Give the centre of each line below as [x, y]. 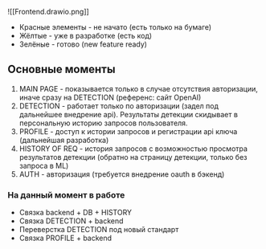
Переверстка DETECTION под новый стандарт [99, 230]
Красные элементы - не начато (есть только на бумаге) [115, 27]
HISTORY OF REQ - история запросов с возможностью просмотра [133, 149]
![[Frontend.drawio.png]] [48, 12]
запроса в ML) [44, 165]
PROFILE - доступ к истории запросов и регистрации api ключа [128, 131]
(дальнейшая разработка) [64, 140]
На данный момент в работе [66, 194]
